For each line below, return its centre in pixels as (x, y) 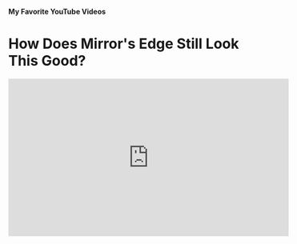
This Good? (47, 61)
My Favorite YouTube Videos (57, 12)
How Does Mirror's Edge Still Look (124, 44)
